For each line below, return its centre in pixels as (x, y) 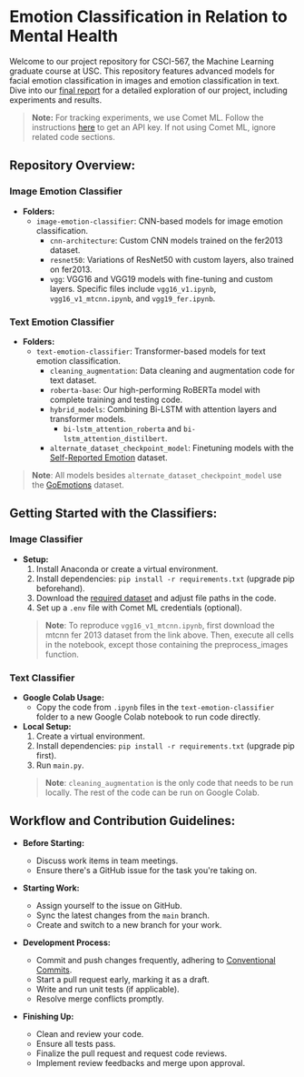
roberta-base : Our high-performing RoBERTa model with (155, 389)
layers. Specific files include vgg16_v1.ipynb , (133, 288)
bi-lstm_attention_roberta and (122, 428)
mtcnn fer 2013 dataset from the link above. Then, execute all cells (170, 635)
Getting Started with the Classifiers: (113, 513)
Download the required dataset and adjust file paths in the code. (156, 598)
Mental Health (64, 36)
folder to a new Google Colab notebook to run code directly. (148, 717)
